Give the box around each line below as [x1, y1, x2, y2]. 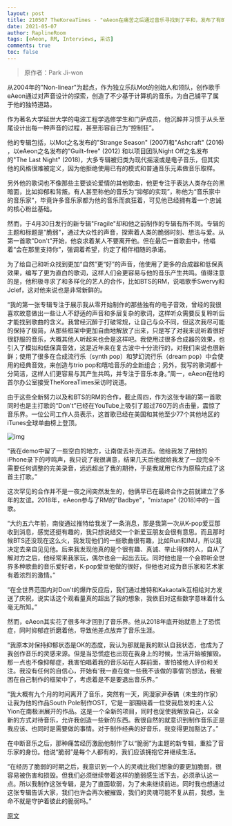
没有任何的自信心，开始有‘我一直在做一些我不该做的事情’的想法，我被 [25, 667, 222, 675]
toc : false [7, 49, 39, 56]
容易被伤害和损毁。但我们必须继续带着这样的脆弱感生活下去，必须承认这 [7, 771, 213, 779]
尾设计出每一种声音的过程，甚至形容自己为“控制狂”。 [7, 124, 158, 132]
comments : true [7, 42, 51, 49]
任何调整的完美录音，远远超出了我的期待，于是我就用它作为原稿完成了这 [19, 464, 225, 472]
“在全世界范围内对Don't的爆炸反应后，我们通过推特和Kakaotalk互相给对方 [7, 585, 217, 593]
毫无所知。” [7, 602, 38, 611]
